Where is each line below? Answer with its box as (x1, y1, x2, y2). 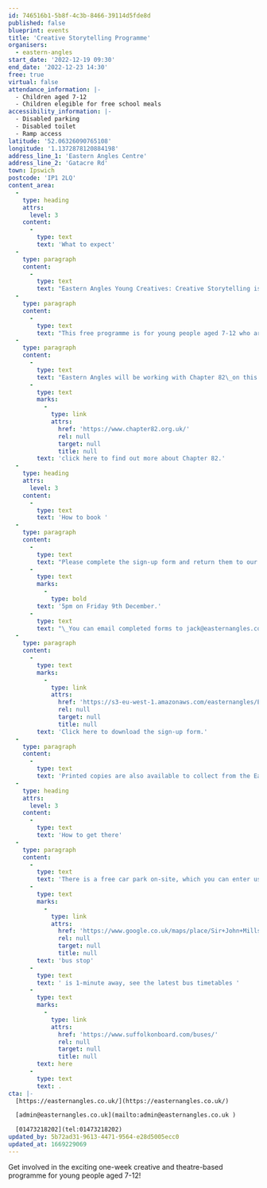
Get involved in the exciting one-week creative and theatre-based (8, 1162, 224, 1171)
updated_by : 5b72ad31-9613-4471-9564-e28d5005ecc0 (8, 1133, 180, 1141)
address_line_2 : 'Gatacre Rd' (8, 160, 109, 168)
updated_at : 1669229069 (8, 1140, 87, 1148)
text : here (37, 1060, 73, 1068)
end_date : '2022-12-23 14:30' (8, 64, 109, 71)
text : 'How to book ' (37, 514, 109, 522)
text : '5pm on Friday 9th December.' (37, 602, 161, 610)
